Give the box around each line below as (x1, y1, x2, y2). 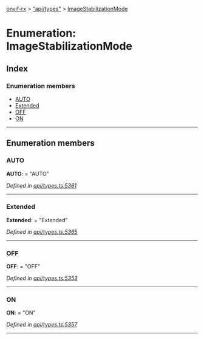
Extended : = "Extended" (6, 216, 68, 223)
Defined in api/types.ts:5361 (6, 182, 77, 189)
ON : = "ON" (6, 309, 36, 316)
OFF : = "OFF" (6, 263, 41, 270)
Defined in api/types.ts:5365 (6, 228, 78, 236)
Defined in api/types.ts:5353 (6, 274, 78, 282)
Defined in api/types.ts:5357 (6, 321, 78, 328)
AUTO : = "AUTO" (6, 170, 50, 177)
